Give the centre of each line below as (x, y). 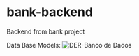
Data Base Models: (34, 45)
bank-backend (50, 12)
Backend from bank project (46, 31)
